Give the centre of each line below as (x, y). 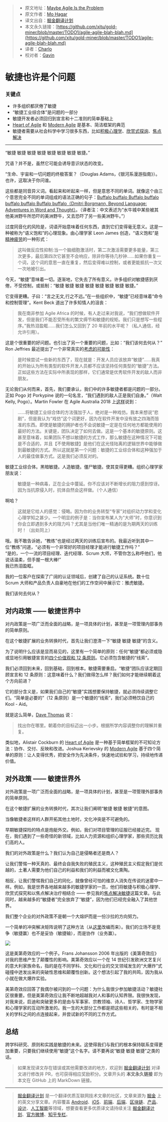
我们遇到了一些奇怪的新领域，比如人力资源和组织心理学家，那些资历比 (86, 836)
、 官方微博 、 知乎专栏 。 (46, 1114)
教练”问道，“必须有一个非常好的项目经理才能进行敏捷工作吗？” (76, 547)
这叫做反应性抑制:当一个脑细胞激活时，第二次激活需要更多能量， (84, 250)
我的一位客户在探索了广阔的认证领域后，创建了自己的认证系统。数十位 (77, 577)
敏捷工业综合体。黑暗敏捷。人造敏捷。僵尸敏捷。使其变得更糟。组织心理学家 (84, 467)
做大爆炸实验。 (33, 979)
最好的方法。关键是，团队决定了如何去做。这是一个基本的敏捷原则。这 (90, 431)
